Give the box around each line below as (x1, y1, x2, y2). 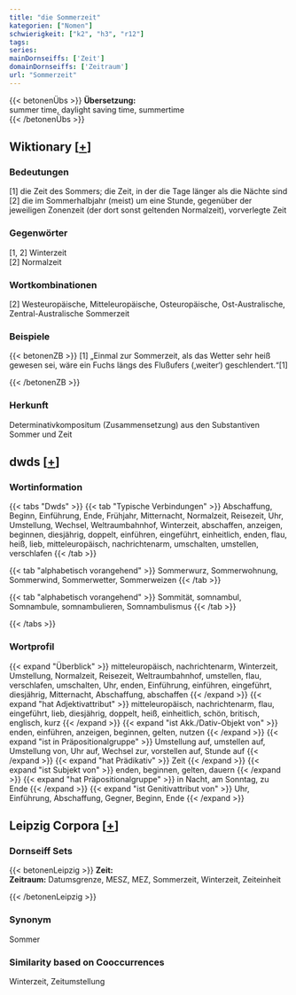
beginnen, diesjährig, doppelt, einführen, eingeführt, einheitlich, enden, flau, (9, 529, 288, 540)
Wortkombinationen (9, 278, 97, 291)
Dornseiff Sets (9, 844, 73, 857)
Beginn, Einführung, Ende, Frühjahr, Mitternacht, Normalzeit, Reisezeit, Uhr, (9, 510, 284, 521)
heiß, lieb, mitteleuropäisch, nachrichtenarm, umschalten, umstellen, (9, 539, 259, 549)
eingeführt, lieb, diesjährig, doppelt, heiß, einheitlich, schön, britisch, (9, 708, 260, 719)
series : (9, 46, 38, 55)
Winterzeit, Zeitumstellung (9, 976, 105, 986)
